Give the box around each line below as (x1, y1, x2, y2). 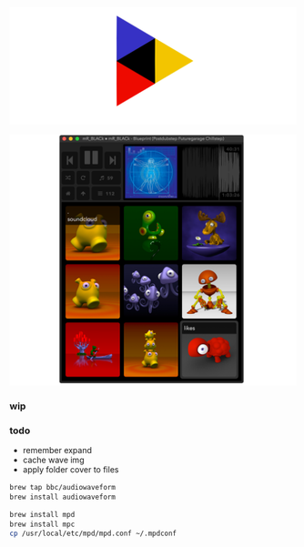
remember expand (22, 444, 93, 455)
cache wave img (22, 454, 85, 465)
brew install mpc (9, 520, 76, 529)
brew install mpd (9, 510, 76, 519)
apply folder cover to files (22, 463, 119, 475)
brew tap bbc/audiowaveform (9, 482, 117, 491)
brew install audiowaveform (9, 492, 117, 501)
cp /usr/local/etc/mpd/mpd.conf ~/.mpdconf (9, 529, 177, 539)
